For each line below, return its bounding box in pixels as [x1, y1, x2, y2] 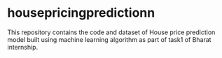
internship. [7, 43, 39, 51]
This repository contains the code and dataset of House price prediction [7, 28, 216, 36]
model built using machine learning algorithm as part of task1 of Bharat [7, 35, 211, 43]
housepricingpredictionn [7, 5, 155, 21]
